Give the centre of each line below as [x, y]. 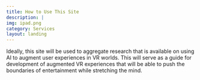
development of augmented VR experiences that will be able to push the [95, 64]
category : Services [31, 29]
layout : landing [26, 34]
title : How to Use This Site [43, 12]
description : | [25, 17]
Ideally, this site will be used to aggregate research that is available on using [100, 51]
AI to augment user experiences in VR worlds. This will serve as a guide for [99, 58]
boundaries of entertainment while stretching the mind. [74, 70]
